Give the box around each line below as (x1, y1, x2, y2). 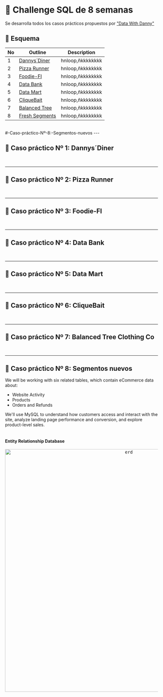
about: (5, 382, 18, 388)
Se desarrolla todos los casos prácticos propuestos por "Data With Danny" (5, 20, 154, 26)
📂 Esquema (5, 34, 40, 43)
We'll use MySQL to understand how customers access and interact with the (5, 412, 158, 417)
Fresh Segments (19, 112, 57, 119)
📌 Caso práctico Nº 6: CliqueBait (5, 301, 105, 310)
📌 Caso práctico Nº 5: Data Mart (5, 270, 103, 278)
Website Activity (12, 392, 45, 398)
